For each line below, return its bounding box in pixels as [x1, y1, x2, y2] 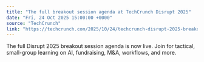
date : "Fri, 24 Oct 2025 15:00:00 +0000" [6, 15, 113, 21]
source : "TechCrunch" [6, 20, 61, 26]
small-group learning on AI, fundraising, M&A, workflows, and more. [6, 49, 177, 57]
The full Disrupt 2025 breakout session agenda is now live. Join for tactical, [6, 43, 195, 50]
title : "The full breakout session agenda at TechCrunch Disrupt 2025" [6, 9, 191, 15]
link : [6, 26, 20, 32]
